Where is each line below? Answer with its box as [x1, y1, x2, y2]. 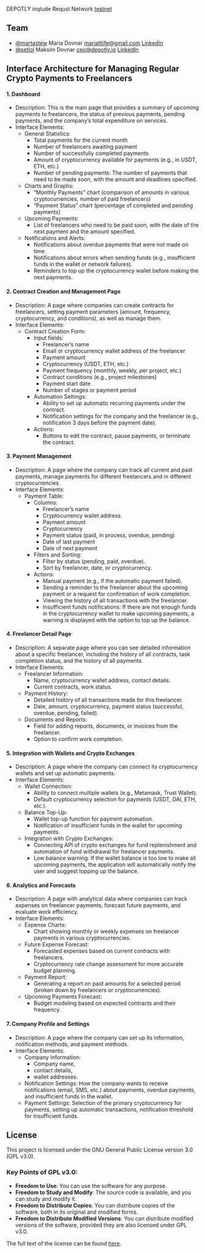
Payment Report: [24, 974, 67, 981]
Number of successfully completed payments [33, 150, 149, 157]
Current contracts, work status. [33, 683, 113, 690]
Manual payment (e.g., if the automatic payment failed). [42, 577, 183, 584]
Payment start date [42, 380, 91, 387]
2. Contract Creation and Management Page [6, 288, 121, 295]
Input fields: [33, 334, 64, 342]
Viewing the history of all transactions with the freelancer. [42, 596, 188, 604]
